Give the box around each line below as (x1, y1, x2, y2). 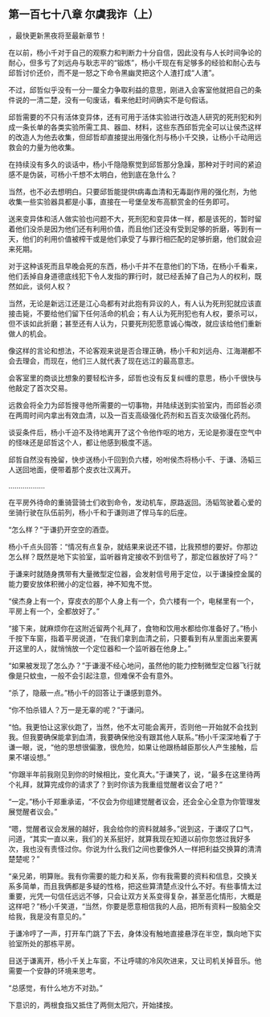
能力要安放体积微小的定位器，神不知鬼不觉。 (8, 579, 157, 588)
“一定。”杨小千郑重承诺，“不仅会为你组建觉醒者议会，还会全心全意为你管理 (8, 796, 254, 806)
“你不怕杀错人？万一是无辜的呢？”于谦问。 (8, 704, 149, 715)
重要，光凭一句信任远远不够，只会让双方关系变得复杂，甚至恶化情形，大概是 (8, 891, 262, 901)
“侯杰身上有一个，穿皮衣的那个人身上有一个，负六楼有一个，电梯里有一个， (8, 596, 259, 606)
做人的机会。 (8, 329, 51, 338)
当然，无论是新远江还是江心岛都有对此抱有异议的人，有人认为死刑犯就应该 (8, 298, 255, 308)
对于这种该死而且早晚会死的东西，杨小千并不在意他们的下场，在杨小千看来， (8, 261, 262, 271)
